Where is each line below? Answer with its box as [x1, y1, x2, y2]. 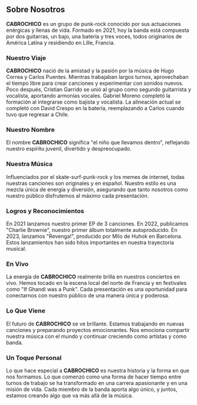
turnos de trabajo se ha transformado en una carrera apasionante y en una [6, 379, 188, 386]
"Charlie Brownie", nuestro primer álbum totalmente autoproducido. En [6, 227, 178, 233]
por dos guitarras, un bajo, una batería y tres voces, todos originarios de [6, 32, 182, 40]
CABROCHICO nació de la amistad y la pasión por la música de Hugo [6, 67, 175, 74]
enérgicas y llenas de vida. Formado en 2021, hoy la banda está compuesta [6, 26, 190, 34]
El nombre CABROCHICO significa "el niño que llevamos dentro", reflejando [6, 139, 190, 146]
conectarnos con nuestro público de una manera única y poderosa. [6, 292, 170, 299]
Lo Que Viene [6, 307, 45, 315]
